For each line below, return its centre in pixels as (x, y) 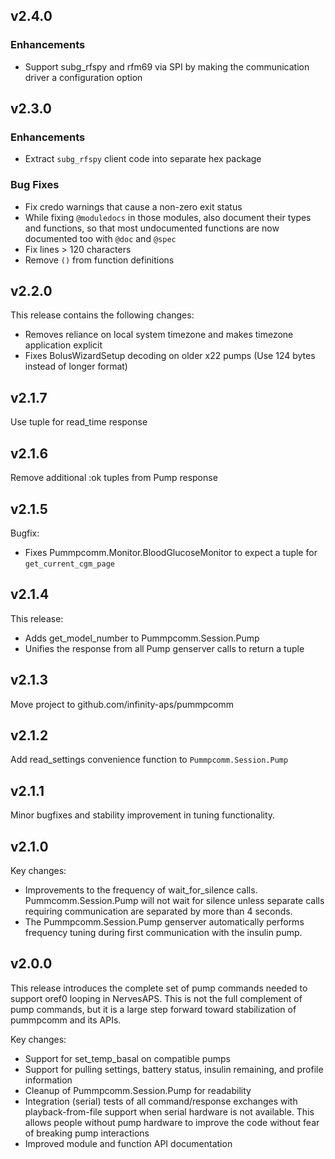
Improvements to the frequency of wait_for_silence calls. (141, 890)
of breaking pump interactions (87, 1133)
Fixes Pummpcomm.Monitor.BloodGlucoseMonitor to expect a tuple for (171, 552)
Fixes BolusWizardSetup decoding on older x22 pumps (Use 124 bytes (170, 356)
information (48, 1080)
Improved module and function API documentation (128, 1143)
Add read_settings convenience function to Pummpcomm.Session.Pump (149, 760)
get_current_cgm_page (69, 564)
